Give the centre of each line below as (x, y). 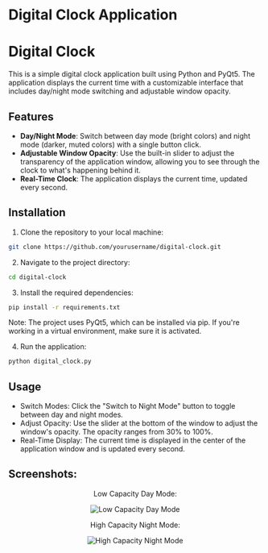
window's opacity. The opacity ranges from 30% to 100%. (116, 432)
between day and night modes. (71, 415)
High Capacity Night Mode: (135, 525)
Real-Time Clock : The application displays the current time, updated (134, 178)
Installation (37, 212)
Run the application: (53, 347)
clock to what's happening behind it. (80, 170)
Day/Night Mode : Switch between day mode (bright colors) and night (135, 135)
